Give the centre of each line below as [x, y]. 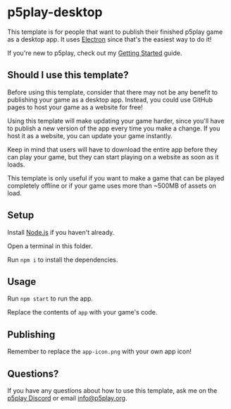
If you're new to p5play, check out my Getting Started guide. [95, 53]
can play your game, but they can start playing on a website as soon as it [113, 157]
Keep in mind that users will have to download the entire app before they [113, 149]
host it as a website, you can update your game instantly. [90, 135]
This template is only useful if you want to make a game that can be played [116, 178]
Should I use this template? [68, 75]
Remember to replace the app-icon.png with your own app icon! [100, 352]
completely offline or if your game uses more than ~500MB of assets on [112, 185]
